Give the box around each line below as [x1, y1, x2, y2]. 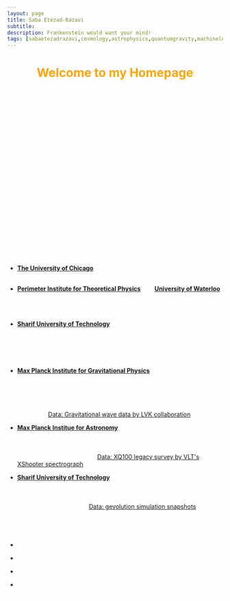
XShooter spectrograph [16, 460, 84, 468]
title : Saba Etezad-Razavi [7, 16, 84, 23]
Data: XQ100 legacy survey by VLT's [97, 452, 200, 460]
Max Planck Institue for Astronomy [16, 423, 118, 432]
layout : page [7, 10, 44, 17]
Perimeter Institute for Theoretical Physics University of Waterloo [16, 284, 220, 292]
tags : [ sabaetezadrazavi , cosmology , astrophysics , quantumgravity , [7, 36, 197, 43]
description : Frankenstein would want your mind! [7, 29, 152, 36]
